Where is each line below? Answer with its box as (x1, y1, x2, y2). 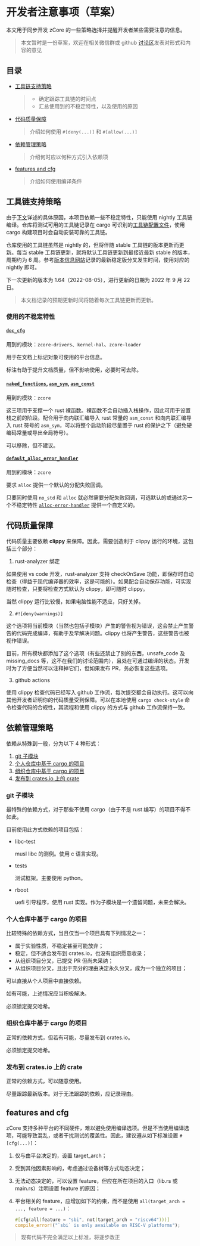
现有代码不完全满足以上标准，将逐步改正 (20, 1233, 120, 1241)
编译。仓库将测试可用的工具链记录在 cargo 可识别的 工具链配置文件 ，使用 (6, 221, 185, 228)
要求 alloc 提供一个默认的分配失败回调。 (6, 481, 106, 489)
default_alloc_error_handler (6, 455, 79, 462)
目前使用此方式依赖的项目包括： (6, 826, 85, 833)
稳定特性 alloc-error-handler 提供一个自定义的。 (16, 501, 138, 509)
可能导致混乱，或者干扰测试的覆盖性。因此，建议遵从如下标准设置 (16, 1132, 179, 1139)
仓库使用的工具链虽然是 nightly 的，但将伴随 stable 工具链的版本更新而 (6, 241, 180, 248)
